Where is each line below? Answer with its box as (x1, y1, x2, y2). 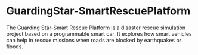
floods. (6, 43, 24, 50)
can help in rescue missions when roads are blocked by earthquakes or (6, 36, 182, 44)
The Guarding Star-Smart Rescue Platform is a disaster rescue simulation (6, 24, 186, 31)
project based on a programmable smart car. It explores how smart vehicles (6, 30, 192, 37)
